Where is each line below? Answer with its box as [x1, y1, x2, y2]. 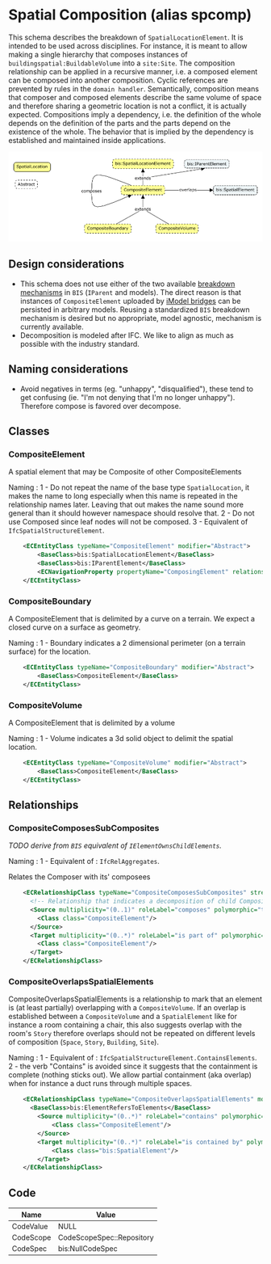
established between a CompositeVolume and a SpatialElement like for [8, 1012, 238, 1022]
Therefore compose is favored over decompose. [19, 401, 181, 411]
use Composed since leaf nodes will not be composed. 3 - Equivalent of [8, 517, 248, 527]
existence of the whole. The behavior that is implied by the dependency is [8, 127, 254, 137]
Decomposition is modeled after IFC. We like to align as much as [19, 330, 234, 340]
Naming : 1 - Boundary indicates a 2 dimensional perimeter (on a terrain [8, 638, 246, 647]
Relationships [8, 798, 79, 811]
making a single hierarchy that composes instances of [8, 49, 188, 59]
